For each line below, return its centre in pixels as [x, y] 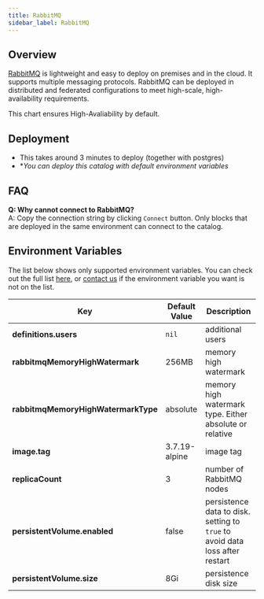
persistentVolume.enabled [63, 531]
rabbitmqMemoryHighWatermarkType [85, 409]
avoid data [225, 541]
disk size [222, 583]
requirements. [67, 98]
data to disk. [228, 511]
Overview [33, 55]
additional [224, 329]
